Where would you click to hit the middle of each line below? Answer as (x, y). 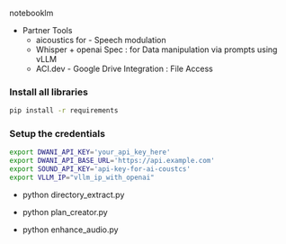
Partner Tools (47, 30)
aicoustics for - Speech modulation (101, 40)
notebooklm (31, 13)
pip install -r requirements (64, 111)
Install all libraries (49, 92)
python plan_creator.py (65, 212)
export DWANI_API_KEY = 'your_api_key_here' (90, 152)
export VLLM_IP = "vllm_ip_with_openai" (82, 178)
